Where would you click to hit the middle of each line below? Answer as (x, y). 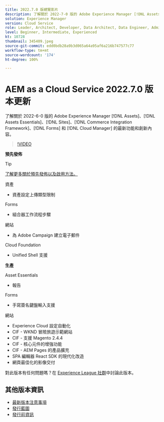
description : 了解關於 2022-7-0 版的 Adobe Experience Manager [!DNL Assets (83, 14)
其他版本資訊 (24, 390)
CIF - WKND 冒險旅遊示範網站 (42, 332)
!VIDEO (24, 144)
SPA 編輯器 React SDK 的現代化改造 (48, 356)
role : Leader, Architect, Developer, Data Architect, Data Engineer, (77, 28)
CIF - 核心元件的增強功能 (37, 344)
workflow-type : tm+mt (27, 50)
